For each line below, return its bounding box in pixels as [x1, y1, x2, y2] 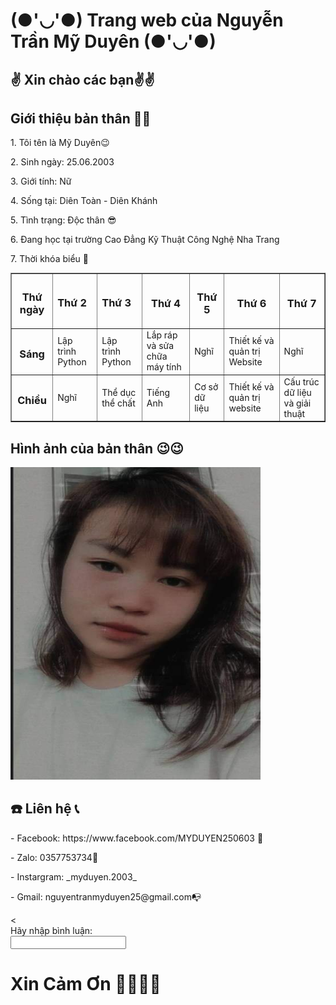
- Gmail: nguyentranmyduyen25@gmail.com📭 [10, 890, 202, 903]
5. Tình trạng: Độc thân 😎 [10, 214, 117, 226]
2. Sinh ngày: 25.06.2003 [10, 156, 115, 168]
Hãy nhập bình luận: [10, 924, 93, 936]
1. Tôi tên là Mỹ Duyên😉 [10, 137, 110, 149]
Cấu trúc [283, 375, 320, 388]
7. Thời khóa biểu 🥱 [10, 253, 89, 265]
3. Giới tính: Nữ [10, 175, 72, 188]
